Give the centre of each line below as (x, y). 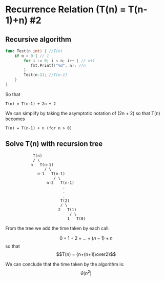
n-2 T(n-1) (60, 183)
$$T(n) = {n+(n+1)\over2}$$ (86, 254)
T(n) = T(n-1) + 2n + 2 (31, 104)
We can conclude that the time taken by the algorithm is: (65, 264)
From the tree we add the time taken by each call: (58, 228)
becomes (15, 119)
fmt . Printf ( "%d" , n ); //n (58, 65)
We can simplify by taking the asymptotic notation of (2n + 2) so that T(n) (83, 113)
